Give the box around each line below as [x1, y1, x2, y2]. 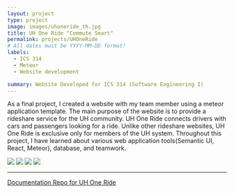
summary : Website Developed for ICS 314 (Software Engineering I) [7, 81, 204, 87]
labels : [7, 49, 30, 56]
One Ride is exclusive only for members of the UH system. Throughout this [7, 129, 221, 137]
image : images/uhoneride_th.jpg [7, 23, 101, 30]
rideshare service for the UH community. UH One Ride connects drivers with [7, 115, 226, 123]
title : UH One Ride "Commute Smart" [7, 29, 114, 37]
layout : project [7, 10, 54, 17]
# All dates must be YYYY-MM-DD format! [7, 42, 127, 49]
